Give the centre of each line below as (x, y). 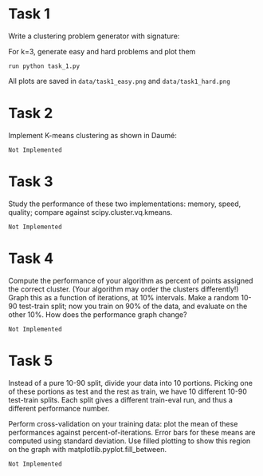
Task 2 (31, 113)
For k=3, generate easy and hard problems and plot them (102, 51)
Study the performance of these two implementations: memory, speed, (125, 204)
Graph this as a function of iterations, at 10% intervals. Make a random (124, 297)
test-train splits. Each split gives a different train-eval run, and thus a (121, 399)
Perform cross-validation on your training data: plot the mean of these (123, 423)
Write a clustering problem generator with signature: (94, 36)
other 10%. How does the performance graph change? (98, 314)
